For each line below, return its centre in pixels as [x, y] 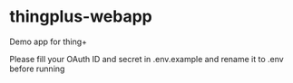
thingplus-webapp [81, 17]
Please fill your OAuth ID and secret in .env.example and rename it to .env [146, 59]
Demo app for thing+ [49, 41]
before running [37, 69]
